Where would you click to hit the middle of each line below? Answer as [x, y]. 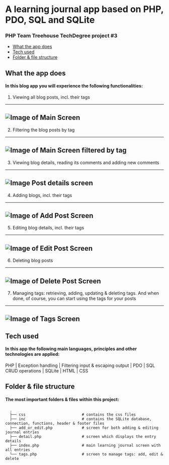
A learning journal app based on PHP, [84, 9]
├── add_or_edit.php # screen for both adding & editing [84, 428]
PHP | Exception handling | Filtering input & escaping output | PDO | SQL [80, 365]
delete [12, 458]
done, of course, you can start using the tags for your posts [74, 298]
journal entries [22, 432]
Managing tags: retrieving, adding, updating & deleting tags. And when [86, 293]
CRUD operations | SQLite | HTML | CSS [47, 370]
